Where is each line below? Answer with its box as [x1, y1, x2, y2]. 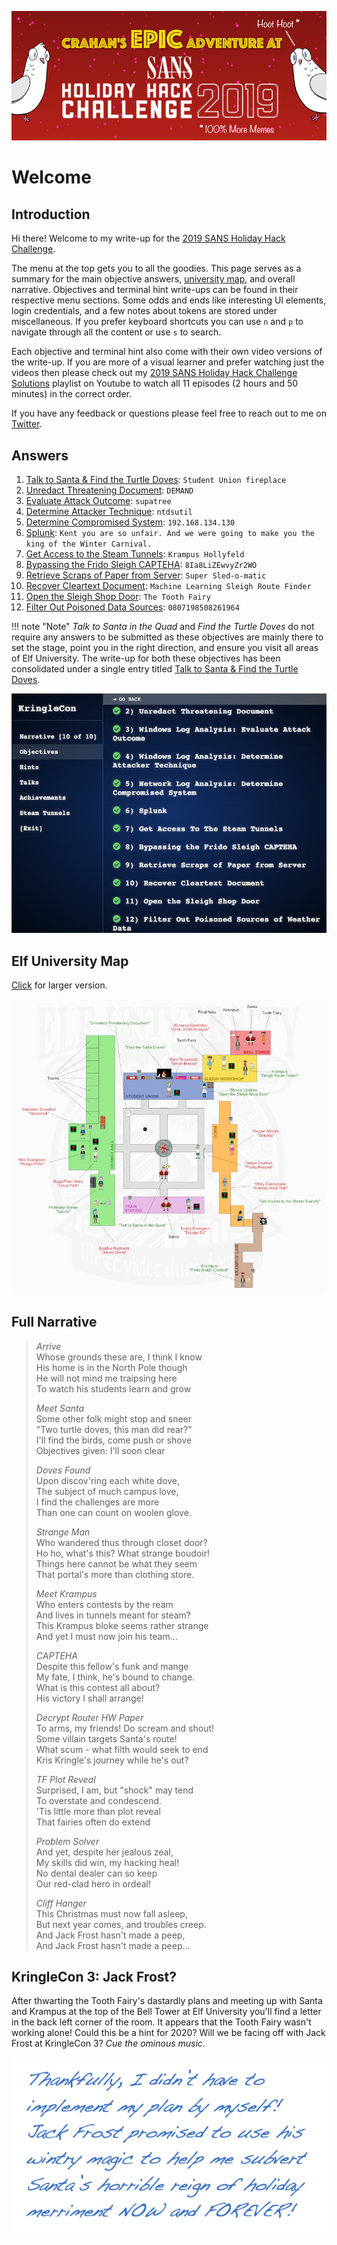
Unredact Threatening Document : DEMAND [25, 484, 194, 496]
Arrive [35, 1340, 62, 1352]
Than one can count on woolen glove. [35, 1506, 192, 1518]
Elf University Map [11, 952, 129, 970]
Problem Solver [35, 1835, 100, 1847]
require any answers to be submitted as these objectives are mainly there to [11, 631, 324, 643]
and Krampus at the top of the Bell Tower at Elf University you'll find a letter [11, 2006, 322, 2018]
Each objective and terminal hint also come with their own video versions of [11, 346, 323, 358]
